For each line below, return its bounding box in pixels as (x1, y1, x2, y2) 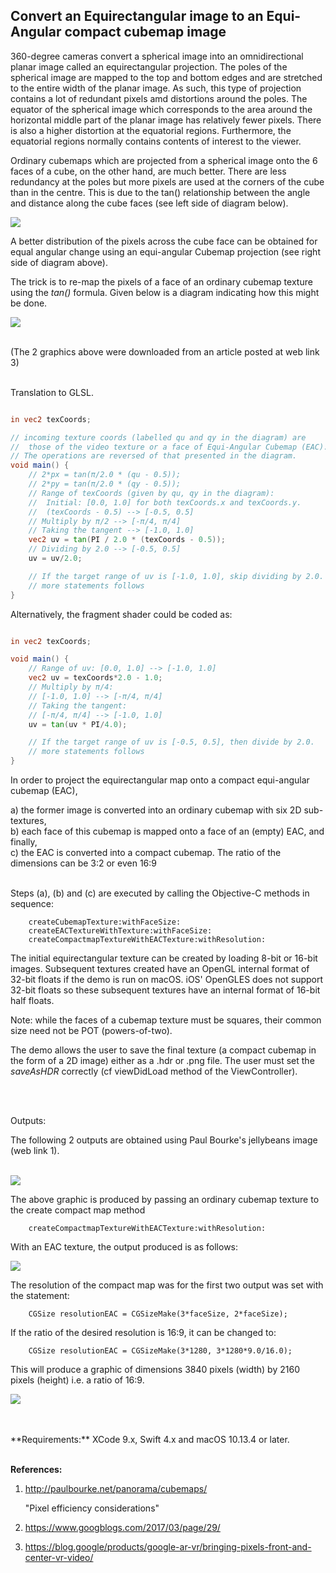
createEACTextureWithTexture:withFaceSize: (28, 926, 213, 936)
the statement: (10, 1290, 70, 1302)
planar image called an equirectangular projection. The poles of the (10, 60, 288, 73)
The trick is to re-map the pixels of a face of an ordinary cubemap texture (10, 275, 313, 288)
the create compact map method (10, 1204, 146, 1216)
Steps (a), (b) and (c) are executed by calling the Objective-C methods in (10, 887, 310, 899)
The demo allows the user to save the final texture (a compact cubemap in (10, 1044, 317, 1056)
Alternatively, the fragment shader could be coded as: (10, 608, 233, 620)
